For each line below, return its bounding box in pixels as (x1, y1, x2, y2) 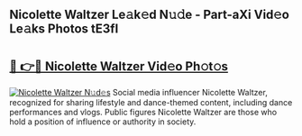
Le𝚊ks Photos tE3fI (9, 22, 119, 37)
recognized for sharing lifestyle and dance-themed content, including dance (9, 97, 293, 107)
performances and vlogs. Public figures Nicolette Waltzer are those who (9, 107, 278, 117)
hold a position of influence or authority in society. (9, 116, 197, 127)
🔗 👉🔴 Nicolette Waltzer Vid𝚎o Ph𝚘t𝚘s (9, 59, 228, 74)
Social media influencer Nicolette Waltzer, (112, 87, 268, 97)
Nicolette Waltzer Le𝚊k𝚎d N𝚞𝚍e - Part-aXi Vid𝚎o (9, 7, 290, 23)
